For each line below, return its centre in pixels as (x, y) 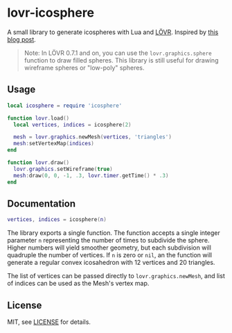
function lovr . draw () (38, 163)
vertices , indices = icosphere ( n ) (57, 220)
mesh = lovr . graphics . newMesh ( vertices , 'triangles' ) (92, 137)
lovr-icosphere (51, 13)
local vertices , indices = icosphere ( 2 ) (72, 124)
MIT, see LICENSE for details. (49, 322)
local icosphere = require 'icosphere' (65, 106)
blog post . (21, 39)
